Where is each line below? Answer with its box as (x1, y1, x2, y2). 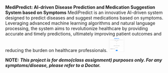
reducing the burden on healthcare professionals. (5, 47, 108, 53)
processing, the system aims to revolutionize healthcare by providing (5, 25, 148, 31)
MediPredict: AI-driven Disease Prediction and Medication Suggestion (5, 4, 155, 10)
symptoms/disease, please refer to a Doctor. (5, 62, 101, 68)
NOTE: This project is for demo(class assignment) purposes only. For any (5, 57, 162, 63)
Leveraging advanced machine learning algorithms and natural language (5, 20, 155, 26)
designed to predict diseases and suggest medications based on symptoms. (5, 15, 163, 20)
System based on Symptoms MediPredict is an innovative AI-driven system (5, 9, 163, 15)
